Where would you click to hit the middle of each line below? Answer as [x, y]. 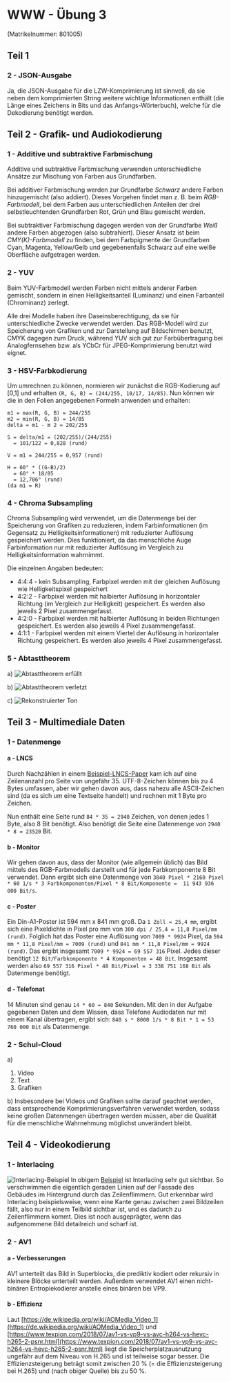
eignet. [17, 352]
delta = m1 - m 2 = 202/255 [48, 425]
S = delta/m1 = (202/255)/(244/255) [60, 437]
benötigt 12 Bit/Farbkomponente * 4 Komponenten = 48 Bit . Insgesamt [108, 958]
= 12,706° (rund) [38, 480]
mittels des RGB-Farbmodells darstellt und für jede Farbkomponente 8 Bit [111, 870]
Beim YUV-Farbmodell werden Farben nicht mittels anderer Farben [102, 288]
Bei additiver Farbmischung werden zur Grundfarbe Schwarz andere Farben [115, 190]
